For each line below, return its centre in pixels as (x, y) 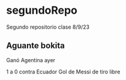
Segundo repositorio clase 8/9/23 (48, 27)
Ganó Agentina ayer (31, 60)
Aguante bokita (35, 46)
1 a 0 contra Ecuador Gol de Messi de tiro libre (63, 72)
